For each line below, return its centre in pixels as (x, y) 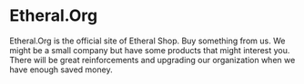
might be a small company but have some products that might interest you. (150, 50)
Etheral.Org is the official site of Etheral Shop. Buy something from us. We (147, 41)
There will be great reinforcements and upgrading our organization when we (152, 60)
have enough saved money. (61, 70)
